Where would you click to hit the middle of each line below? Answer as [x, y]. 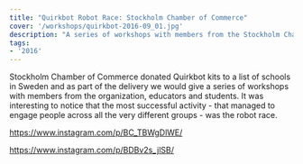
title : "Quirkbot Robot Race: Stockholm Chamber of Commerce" [129, 18]
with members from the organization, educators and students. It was [137, 96]
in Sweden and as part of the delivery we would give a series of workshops [149, 87]
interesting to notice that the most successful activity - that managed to [142, 105]
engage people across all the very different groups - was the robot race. [143, 115]
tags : [19, 43]
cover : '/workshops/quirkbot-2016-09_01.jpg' [96, 26]
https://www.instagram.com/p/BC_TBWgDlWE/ [96, 132]
